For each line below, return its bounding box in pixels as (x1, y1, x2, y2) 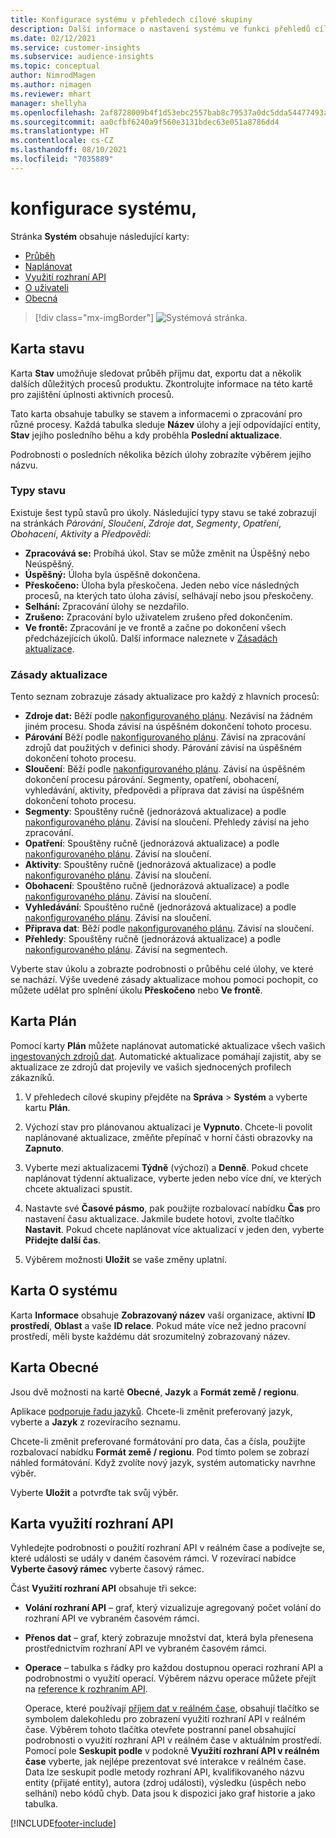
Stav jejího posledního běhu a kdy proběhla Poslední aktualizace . (10, 429, 283, 441)
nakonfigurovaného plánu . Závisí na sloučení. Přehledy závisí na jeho (24, 816, 310, 828)
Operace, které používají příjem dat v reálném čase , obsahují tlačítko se (24, 1702, 320, 1715)
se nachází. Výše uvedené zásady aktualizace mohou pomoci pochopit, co (10, 974, 319, 986)
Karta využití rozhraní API (10, 1515, 174, 1532)
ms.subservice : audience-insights (10, 52, 155, 62)
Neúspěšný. (24, 557, 75, 570)
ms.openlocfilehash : (10, 107, 97, 118)
